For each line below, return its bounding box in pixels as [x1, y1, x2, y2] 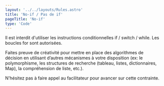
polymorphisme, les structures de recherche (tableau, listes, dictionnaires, [5, 60, 157, 66]
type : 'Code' [5, 21, 32, 26]
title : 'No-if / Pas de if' [5, 12, 63, 17]
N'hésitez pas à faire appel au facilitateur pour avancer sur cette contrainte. [5, 75, 160, 81]
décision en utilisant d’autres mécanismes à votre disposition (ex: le [5, 55, 143, 61]
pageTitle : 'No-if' [5, 16, 46, 21]
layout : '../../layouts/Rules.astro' [5, 7, 83, 12]
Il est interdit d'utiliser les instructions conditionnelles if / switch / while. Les [5, 35, 160, 41]
